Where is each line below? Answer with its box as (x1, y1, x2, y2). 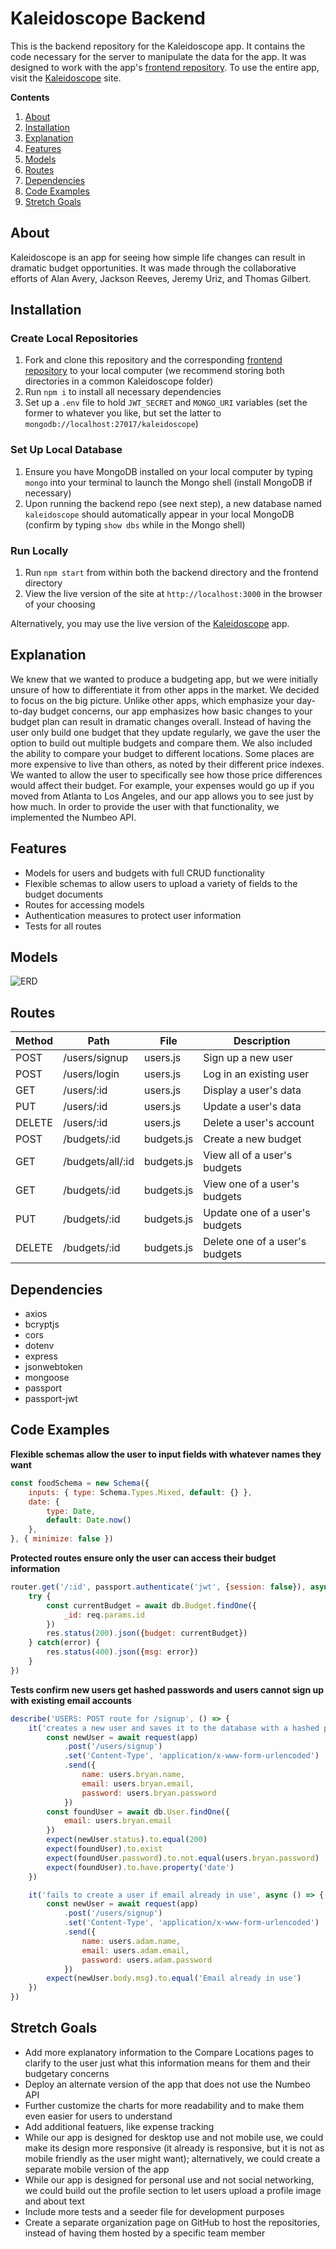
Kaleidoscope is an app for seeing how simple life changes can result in (10, 251, 306, 263)
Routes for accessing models (24, 898, 145, 911)
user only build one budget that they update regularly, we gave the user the (10, 726, 321, 738)
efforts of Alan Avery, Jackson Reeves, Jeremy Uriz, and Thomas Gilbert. (10, 272, 312, 284)
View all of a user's (203, 1148, 293, 1162)
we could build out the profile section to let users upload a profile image (24, 2184, 322, 2196)
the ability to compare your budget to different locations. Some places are (10, 747, 315, 759)
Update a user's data (203, 1100, 302, 1114)
